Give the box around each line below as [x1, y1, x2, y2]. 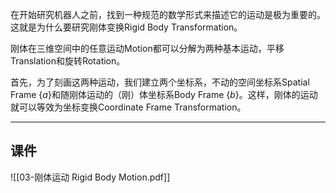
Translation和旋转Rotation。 [10, 55, 126, 67]
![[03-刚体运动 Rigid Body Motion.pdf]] [10, 171, 171, 183]
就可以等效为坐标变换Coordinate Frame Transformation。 [10, 101, 247, 113]
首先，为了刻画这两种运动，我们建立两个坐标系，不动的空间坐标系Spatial [10, 76, 310, 88]
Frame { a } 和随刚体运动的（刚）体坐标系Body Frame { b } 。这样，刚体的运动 [10, 89, 318, 100]
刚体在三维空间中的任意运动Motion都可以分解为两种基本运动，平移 [10, 43, 285, 54]
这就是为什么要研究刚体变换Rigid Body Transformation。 [10, 21, 243, 33]
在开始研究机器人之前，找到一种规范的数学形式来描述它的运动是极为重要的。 [10, 9, 326, 20]
